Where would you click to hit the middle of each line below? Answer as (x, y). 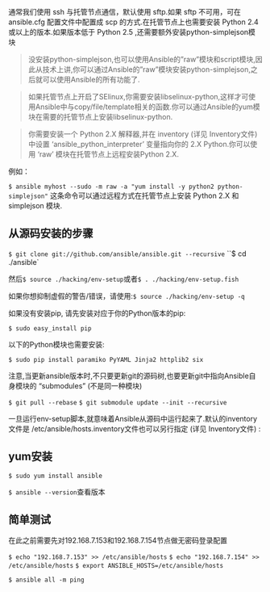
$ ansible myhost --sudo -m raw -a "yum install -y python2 (112, 187)
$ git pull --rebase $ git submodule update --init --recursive (118, 402)
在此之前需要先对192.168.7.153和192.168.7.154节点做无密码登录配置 (118, 540)
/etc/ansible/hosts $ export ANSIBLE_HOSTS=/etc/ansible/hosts (116, 566)
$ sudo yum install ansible (56, 476)
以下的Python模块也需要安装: (56, 344)
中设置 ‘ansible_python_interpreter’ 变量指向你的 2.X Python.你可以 (139, 144)
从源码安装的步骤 (51, 234)
